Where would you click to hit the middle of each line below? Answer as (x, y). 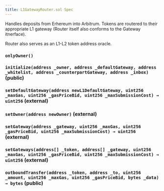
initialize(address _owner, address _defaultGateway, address (81, 68)
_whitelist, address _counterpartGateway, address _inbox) (77, 72)
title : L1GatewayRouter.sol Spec (39, 10)
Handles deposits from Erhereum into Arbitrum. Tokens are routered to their (81, 24)
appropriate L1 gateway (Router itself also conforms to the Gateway (73, 29)
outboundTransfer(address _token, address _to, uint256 (73, 173)
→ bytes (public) (24, 183)
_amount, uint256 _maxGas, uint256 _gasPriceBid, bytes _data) (82, 178)
